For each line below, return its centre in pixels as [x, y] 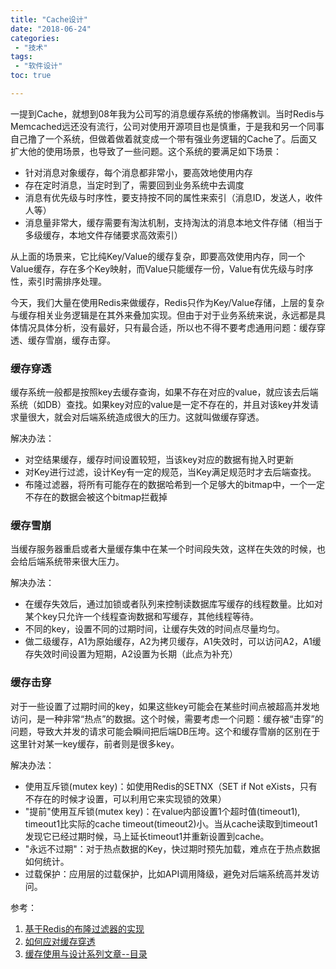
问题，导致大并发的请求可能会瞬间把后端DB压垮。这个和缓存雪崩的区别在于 [165, 731]
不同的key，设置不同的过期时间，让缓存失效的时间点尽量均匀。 [154, 629]
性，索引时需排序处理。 [58, 281]
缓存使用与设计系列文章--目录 [86, 953]
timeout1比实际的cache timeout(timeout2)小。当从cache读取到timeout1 [171, 823]
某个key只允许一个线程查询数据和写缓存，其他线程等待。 [141, 617]
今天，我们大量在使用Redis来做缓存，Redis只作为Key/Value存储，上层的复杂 [167, 302]
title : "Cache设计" [49, 19]
